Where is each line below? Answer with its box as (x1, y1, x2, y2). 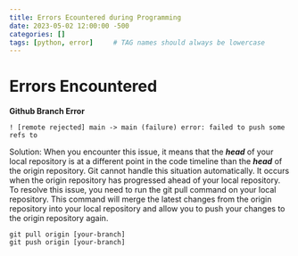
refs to (9, 131, 38, 140)
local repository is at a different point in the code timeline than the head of (9, 156, 283, 167)
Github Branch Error (9, 106, 85, 117)
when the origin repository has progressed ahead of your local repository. (9, 175, 281, 186)
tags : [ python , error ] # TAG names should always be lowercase (9, 37, 266, 47)
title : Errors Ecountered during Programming (9, 12, 181, 22)
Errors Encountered (9, 77, 158, 96)
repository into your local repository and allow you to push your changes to (9, 203, 286, 214)
